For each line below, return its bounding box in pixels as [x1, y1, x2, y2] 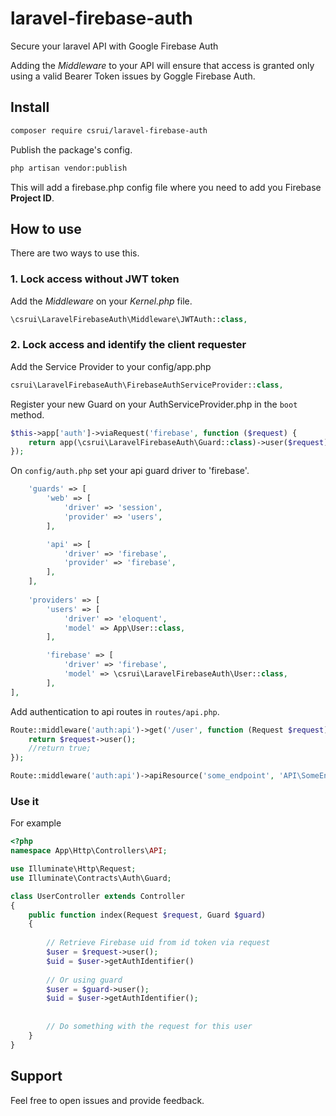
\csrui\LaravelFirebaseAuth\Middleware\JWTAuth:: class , [10, 314, 248, 324]
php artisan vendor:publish [10, 163, 128, 173]
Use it [10, 794, 40, 808]
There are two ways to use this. [10, 247, 140, 259]
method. [10, 408, 45, 421]
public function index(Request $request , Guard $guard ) [28, 910, 267, 920]
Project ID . [10, 192, 55, 204]
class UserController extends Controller [10, 891, 186, 901]
